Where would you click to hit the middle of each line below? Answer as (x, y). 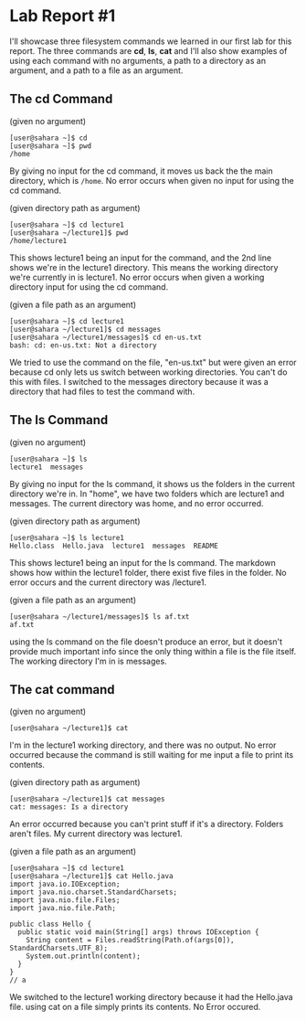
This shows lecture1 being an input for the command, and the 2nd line (141, 258)
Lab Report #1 (63, 16)
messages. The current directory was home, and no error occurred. (137, 503)
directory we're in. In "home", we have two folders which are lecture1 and (147, 494)
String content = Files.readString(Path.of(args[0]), (130, 941)
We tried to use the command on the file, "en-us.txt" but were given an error (153, 362)
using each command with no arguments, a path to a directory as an (138, 60)
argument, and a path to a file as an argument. (96, 70)
